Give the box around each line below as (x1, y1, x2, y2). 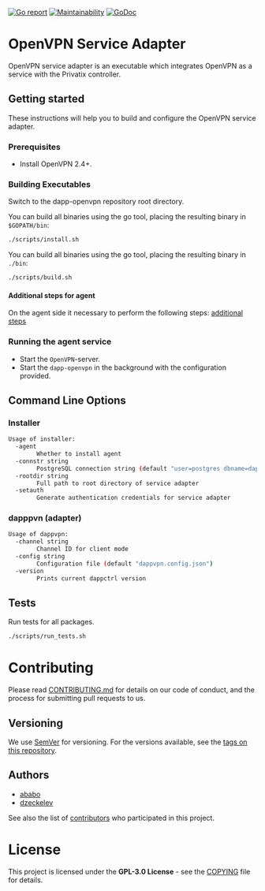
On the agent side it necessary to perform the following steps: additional (8, 308, 243, 318)
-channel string (15, 538, 69, 546)
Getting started (8, 92, 85, 106)
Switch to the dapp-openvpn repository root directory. (8, 197, 185, 207)
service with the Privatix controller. (8, 69, 121, 79)
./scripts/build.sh (8, 274, 73, 281)
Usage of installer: (8, 435, 77, 443)
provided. (19, 371, 51, 380)
